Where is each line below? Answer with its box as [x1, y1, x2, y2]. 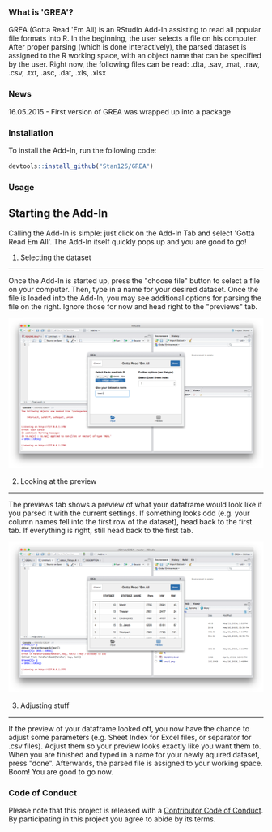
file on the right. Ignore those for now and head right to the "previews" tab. [8, 301, 258, 311]
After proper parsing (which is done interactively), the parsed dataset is [8, 42, 247, 52]
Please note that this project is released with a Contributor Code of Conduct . [8, 806, 264, 816]
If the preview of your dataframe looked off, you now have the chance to [8, 724, 250, 734]
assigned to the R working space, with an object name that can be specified [8, 51, 261, 61]
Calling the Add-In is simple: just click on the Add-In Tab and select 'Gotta [8, 228, 255, 238]
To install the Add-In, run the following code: [8, 145, 157, 155]
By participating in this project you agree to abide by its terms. [8, 814, 216, 824]
